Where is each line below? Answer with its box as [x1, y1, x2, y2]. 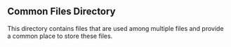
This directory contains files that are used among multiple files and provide [7, 24, 224, 32]
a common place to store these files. [7, 32, 113, 40]
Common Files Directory [7, 6, 116, 18]
